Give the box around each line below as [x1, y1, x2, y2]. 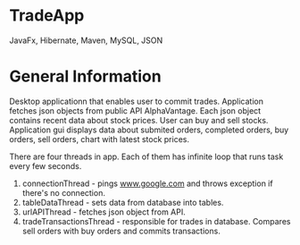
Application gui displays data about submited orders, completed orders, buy [9, 124, 289, 135]
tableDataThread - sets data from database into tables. [21, 197, 224, 207]
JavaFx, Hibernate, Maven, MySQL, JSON [9, 35, 163, 46]
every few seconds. [9, 160, 82, 171]
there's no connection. [21, 187, 105, 198]
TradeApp [9, 5, 85, 26]
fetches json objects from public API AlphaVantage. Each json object [9, 105, 262, 116]
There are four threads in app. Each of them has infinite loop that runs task [9, 151, 284, 162]
